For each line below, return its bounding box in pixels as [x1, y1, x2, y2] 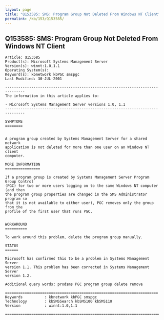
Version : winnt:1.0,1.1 [5, 303, 78, 308]
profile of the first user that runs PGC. [5, 209, 93, 214]
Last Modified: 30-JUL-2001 [5, 76, 62, 81]
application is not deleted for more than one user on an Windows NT [5, 145, 150, 150]
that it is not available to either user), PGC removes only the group [5, 201, 154, 206]
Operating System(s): [5, 68, 49, 73]
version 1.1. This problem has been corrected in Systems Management [5, 265, 150, 270]
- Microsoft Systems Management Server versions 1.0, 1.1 [5, 102, 125, 107]
